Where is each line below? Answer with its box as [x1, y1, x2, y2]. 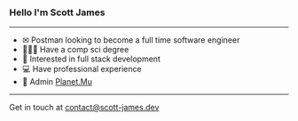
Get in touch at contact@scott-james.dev [9, 102, 160, 113]
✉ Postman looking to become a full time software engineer [21, 35, 240, 45]
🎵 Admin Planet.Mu [21, 77, 93, 87]
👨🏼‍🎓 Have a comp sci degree [21, 44, 129, 55]
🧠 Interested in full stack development [21, 53, 161, 64]
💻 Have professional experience [21, 64, 142, 75]
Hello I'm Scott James [9, 6, 106, 19]
